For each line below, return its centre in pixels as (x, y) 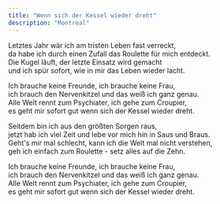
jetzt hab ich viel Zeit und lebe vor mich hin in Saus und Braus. (109, 134)
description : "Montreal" (49, 23)
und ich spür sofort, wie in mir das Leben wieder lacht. (97, 70)
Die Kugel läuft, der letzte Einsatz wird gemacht (85, 62)
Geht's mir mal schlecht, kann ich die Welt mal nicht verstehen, (110, 143)
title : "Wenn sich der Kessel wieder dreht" (82, 15)
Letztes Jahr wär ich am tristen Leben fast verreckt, (92, 45)
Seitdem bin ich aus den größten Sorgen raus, (83, 126)
